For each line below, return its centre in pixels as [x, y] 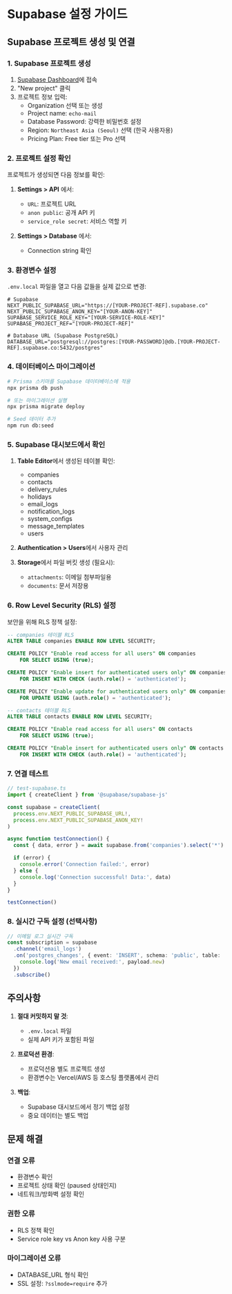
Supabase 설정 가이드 [67, 14]
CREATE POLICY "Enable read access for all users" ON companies [101, 654]
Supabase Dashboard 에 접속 [57, 79]
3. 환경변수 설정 [32, 270]
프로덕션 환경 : [36, 1054]
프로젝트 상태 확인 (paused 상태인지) [67, 1186]
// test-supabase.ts [37, 788]
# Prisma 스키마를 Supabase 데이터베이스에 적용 [69, 381]
